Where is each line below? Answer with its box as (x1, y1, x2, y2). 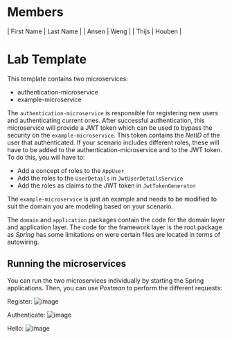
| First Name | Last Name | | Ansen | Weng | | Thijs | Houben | (7, 27, 182, 35)
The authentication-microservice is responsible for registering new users (7, 108, 219, 117)
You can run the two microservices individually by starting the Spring (7, 276, 204, 285)
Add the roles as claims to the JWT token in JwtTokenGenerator (17, 181, 196, 190)
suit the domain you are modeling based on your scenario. (7, 202, 174, 210)
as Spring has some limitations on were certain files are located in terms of (7, 230, 220, 238)
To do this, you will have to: (7, 153, 85, 161)
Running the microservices (7, 258, 127, 270)
